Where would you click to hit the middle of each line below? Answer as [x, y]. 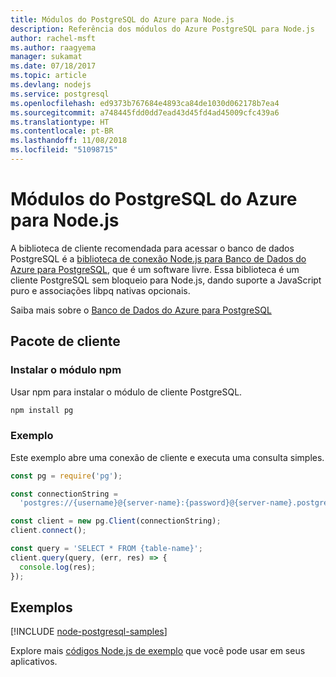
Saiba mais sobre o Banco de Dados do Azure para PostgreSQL [141, 310]
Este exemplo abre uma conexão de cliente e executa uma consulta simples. [167, 457]
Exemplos [41, 607]
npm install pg [42, 410]
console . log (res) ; [58, 567]
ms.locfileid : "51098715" [64, 150]
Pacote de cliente [65, 341]
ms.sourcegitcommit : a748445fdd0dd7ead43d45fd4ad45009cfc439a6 [145, 112]
